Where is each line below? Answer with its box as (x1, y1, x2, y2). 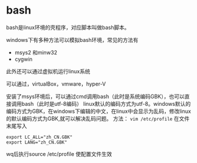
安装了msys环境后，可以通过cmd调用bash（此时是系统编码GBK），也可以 (6, 93, 185, 100)
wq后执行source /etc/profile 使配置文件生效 (6, 150, 112, 157)
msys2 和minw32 (14, 48, 57, 56)
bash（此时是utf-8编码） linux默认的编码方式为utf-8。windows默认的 (21, 100, 191, 107)
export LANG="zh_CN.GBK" (6, 139, 67, 145)
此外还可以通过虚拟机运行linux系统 (6, 67, 91, 74)
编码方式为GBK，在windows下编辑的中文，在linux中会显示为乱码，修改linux (6, 107, 191, 115)
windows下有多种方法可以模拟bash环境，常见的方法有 (6, 36, 138, 43)
